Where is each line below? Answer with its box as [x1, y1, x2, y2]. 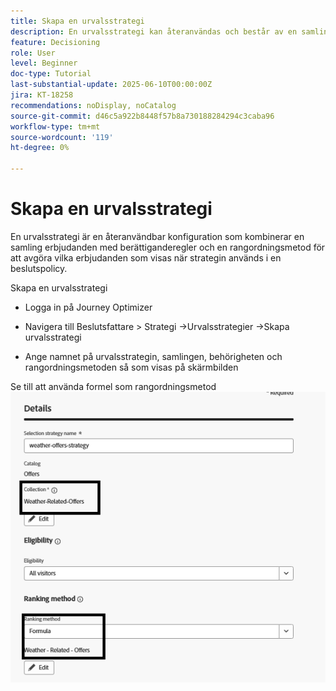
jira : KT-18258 [10, 90, 74, 100]
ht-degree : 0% [10, 143, 70, 153]
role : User [10, 48, 56, 58]
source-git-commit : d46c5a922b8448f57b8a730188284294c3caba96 [10, 111, 275, 121]
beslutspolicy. [10, 262, 68, 274]
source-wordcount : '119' [10, 132, 114, 142]
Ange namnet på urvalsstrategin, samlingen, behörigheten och [24, 350, 283, 362]
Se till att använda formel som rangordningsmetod [10, 380, 217, 392]
